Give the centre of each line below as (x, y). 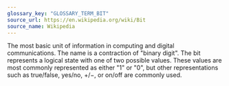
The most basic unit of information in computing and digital (91, 46)
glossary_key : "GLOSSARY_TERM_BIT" (58, 13)
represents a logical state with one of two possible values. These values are (115, 61)
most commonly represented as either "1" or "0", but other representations (113, 68)
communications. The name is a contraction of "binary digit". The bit (104, 53)
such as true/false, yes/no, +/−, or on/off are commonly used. (95, 75)
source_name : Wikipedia (41, 26)
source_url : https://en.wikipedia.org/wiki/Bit (77, 20)
